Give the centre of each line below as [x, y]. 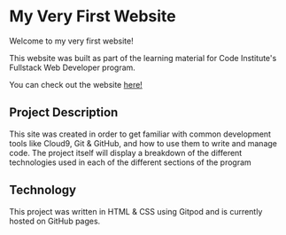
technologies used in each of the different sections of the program [131, 162]
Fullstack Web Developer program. [72, 67]
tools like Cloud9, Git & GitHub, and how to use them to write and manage [143, 143]
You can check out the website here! [76, 84]
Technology [43, 190]
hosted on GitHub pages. [55, 221]
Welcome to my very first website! [72, 41]
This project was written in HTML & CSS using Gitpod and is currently [136, 211]
